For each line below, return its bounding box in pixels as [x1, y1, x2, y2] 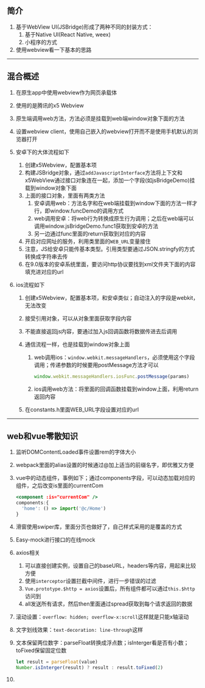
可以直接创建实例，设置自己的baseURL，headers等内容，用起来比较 [24, 562, 196, 569]
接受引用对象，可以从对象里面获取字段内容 [24, 314, 132, 322]
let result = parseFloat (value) [15, 659, 98, 665]
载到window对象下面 [24, 184, 77, 191]
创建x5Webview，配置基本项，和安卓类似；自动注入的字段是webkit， [24, 294, 199, 301]
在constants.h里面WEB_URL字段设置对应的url [24, 405, 139, 413]
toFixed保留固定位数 [15, 646, 67, 654]
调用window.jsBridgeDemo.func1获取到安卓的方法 [33, 222, 159, 230]
